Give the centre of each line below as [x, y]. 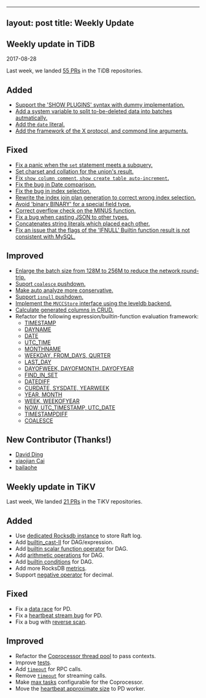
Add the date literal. [40, 125]
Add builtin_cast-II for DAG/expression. [64, 542]
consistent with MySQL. [45, 236]
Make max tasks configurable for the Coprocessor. [79, 682]
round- [190, 270]
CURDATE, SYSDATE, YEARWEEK [67, 388]
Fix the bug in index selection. [53, 191]
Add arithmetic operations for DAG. [59, 555]
